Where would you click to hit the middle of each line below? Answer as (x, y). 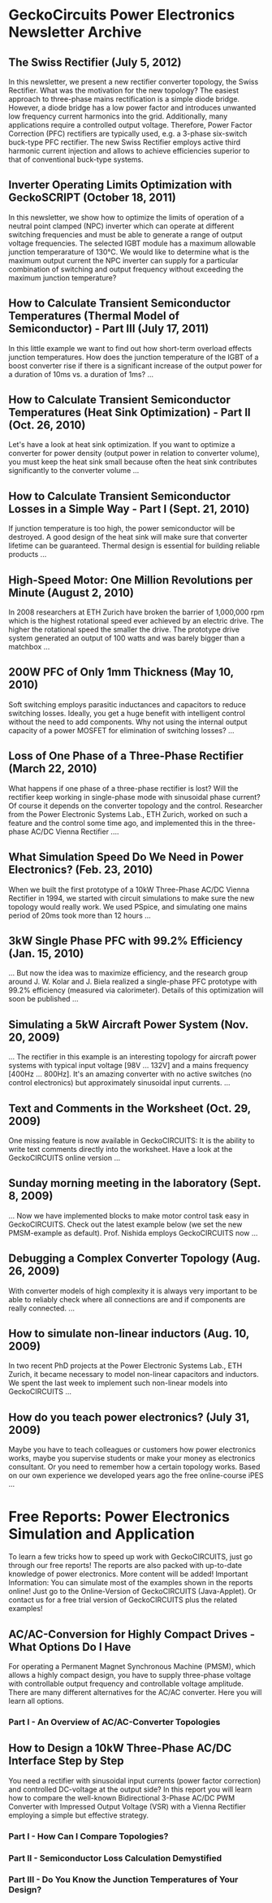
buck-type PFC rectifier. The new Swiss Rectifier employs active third (125, 142)
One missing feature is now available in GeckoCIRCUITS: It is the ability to (132, 1140)
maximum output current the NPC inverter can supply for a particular (123, 260)
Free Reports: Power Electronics (119, 1517)
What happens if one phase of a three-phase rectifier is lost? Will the (123, 788)
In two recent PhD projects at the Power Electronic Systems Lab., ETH (125, 1366)
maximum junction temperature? (63, 277)
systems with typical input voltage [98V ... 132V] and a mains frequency (129, 1066)
